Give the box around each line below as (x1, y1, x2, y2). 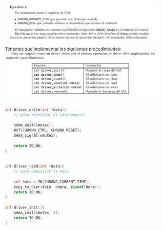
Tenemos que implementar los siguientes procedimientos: (5, 46, 122, 52)
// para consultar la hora (14, 169, 69, 174)
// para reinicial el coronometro (14, 112, 84, 117)
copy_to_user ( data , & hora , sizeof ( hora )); (14, 185, 102, 189)
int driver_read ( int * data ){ (5, 164, 64, 169)
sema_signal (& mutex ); (14, 133, 58, 138)
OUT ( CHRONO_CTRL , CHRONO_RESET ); (14, 128, 82, 133)
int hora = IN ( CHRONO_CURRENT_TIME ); (14, 180, 91, 185)
